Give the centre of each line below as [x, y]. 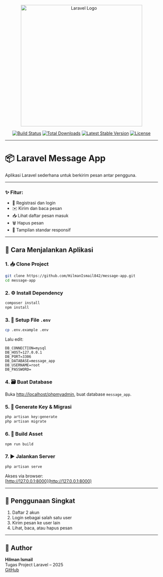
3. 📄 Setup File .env [28, 320]
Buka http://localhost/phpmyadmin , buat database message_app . [68, 394]
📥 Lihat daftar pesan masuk [40, 216]
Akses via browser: [24, 476]
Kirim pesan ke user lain [36, 523]
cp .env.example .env [27, 330]
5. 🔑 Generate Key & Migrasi [38, 407]
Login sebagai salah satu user [42, 518]
